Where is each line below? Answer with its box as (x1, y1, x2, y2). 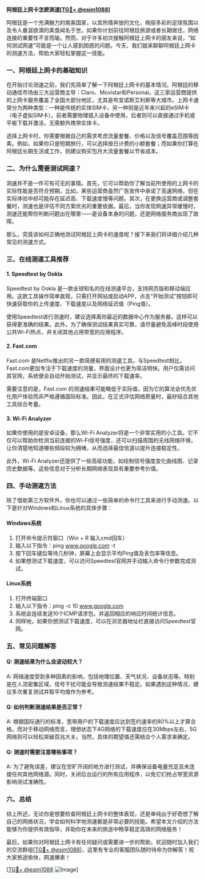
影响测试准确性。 (6, 778, 49, 786)
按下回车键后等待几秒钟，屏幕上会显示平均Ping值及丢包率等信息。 (15, 549, 182, 557)
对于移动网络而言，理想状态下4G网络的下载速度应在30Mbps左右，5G (22, 726, 197, 733)
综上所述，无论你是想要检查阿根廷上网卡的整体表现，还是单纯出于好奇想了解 (6, 810, 199, 817)
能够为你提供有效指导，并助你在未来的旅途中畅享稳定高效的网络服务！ (6, 825, 183, 833)
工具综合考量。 (6, 400, 44, 408)
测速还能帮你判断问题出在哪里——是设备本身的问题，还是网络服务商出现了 (6, 210, 193, 217)
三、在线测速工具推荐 (6, 255, 69, 263)
